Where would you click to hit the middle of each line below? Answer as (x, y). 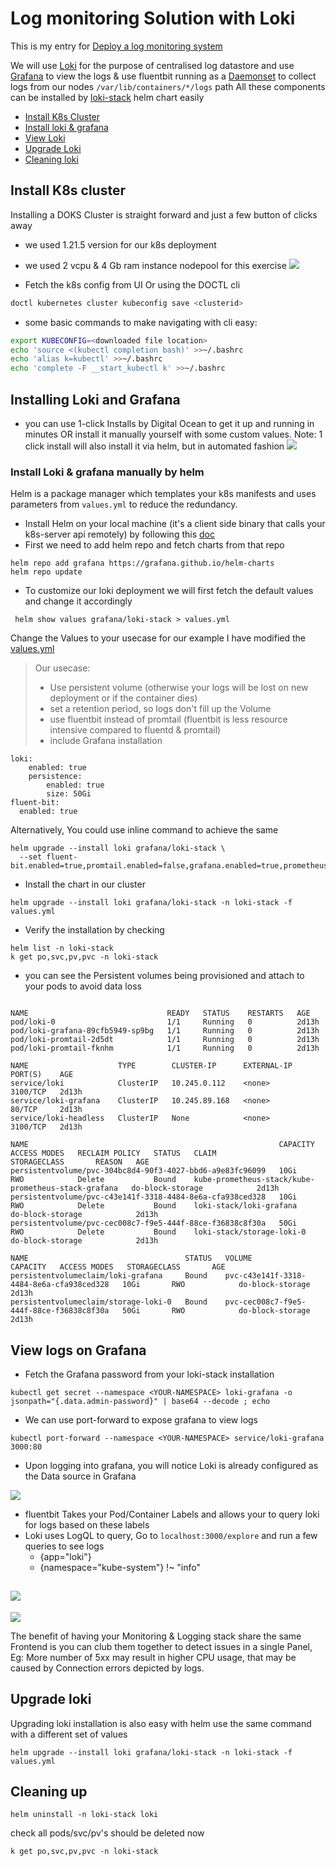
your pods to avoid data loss (83, 986)
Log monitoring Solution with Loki (153, 18)
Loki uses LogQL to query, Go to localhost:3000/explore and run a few (171, 1536)
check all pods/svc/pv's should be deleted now (107, 1833)
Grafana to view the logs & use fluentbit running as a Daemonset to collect (163, 76)
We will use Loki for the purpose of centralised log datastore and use (152, 65)
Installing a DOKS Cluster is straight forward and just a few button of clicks (164, 214)
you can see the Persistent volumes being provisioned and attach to (164, 976)
